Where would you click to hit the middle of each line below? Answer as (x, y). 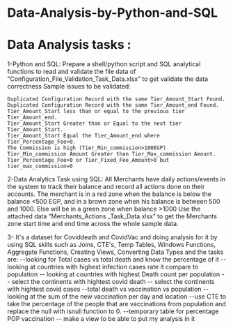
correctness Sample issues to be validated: (69, 87)
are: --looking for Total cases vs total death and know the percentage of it (113, 260)
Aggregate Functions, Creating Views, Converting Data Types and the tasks (115, 252)
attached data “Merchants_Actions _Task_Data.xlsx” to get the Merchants (112, 216)
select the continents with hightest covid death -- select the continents (113, 282)
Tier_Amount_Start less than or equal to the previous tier (96, 112)
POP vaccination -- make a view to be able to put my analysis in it (101, 319)
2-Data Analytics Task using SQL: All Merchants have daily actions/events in (116, 179)
